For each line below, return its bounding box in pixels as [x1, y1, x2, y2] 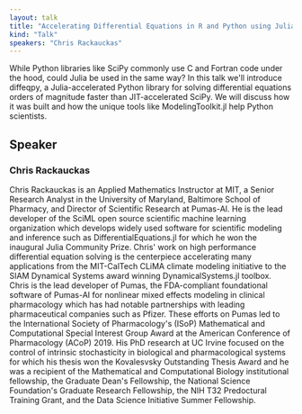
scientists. [9, 111, 48, 121]
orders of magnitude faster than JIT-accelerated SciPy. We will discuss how [9, 92, 290, 103]
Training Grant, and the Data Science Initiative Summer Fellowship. [9, 394, 256, 405]
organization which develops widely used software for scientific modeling [9, 222, 282, 233]
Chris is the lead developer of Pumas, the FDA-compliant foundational [9, 280, 268, 291]
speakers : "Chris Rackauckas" [9, 38, 123, 48]
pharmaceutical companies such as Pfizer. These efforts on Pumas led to [9, 308, 280, 319]
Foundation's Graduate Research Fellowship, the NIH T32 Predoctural [9, 384, 267, 396]
